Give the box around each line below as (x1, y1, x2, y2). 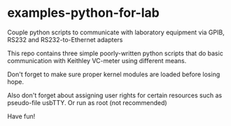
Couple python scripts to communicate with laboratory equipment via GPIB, (7, 28, 225, 36)
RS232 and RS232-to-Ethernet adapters (7, 35, 123, 43)
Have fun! (7, 112, 36, 120)
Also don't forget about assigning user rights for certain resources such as (7, 91, 223, 99)
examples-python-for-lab (7, 5, 160, 21)
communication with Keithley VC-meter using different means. (7, 56, 187, 64)
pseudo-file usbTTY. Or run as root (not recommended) (7, 98, 167, 106)
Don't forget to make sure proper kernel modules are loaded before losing (7, 70, 220, 78)
